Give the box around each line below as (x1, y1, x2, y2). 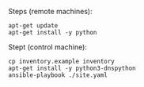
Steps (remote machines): (8, 7, 93, 16)
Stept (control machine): (8, 42, 87, 52)
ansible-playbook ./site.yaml (8, 71, 108, 79)
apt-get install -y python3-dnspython (8, 64, 136, 72)
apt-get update (8, 22, 59, 30)
